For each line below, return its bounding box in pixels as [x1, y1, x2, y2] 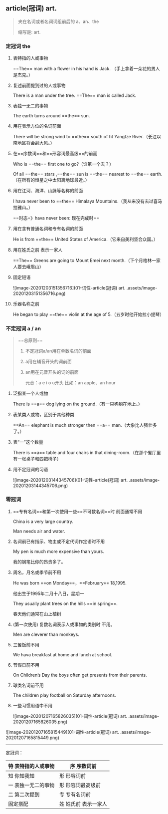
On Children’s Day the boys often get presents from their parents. [12, 672, 147, 678]
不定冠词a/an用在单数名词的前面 [25, 348, 92, 354]
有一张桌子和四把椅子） [12, 456, 61, 462]
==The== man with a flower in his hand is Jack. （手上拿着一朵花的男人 [12, 66, 160, 72]
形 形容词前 [59, 772, 86, 779]
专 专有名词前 [59, 791, 91, 798]
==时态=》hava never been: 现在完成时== [12, 215, 99, 221]
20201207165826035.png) [12, 719, 68, 725]
